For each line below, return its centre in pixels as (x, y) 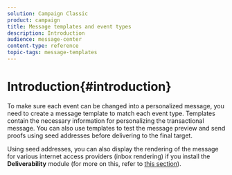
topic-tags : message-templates (52, 53)
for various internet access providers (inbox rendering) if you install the (109, 156)
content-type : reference (43, 46)
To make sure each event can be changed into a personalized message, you (116, 106)
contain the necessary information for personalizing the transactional (106, 120)
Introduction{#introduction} (89, 87)
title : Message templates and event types (69, 26)
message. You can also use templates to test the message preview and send (116, 128)
